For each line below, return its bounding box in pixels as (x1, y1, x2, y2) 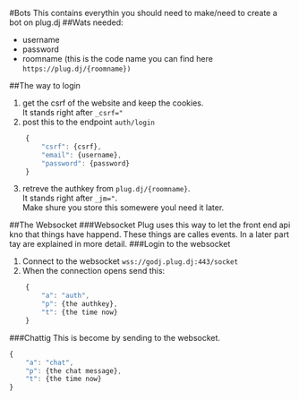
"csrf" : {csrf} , (41, 142, 102, 151)
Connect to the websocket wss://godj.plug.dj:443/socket (21, 256, 239, 267)
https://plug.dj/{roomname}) (21, 64, 132, 73)
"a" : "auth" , (41, 291, 90, 301)
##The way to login (9, 81, 81, 90)
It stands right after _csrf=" (21, 107, 124, 117)
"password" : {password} (41, 158, 130, 168)
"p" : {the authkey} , (41, 300, 118, 309)
